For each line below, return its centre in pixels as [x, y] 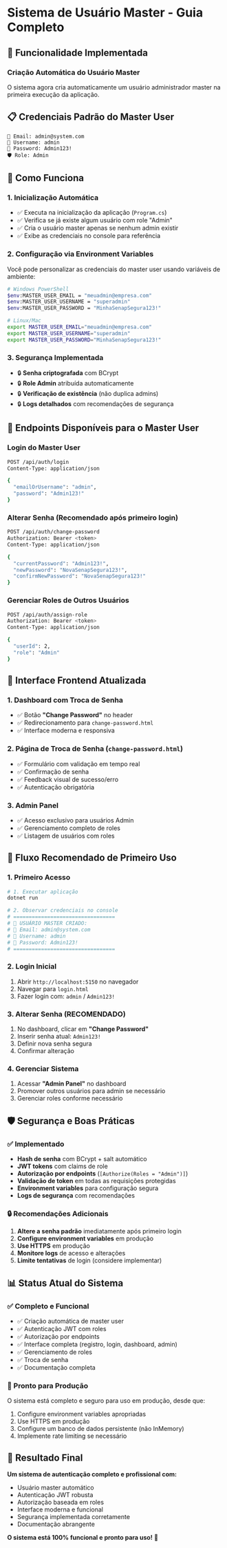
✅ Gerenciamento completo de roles [68, 828]
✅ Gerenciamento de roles [55, 1352]
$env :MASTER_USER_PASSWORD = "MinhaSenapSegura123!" [84, 308]
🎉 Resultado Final [45, 1457]
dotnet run [23, 898]
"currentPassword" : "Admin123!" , [61, 563]
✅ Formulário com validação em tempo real [78, 764]
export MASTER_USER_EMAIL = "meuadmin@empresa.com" [80, 327]
